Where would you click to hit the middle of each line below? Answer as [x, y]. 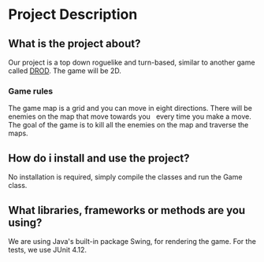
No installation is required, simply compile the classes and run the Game [125, 177]
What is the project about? [74, 44]
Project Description [73, 15]
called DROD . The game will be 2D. [65, 71]
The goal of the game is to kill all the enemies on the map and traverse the [128, 125]
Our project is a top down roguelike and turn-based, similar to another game [132, 62]
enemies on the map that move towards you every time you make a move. [130, 116]
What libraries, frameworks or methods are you [127, 210]
